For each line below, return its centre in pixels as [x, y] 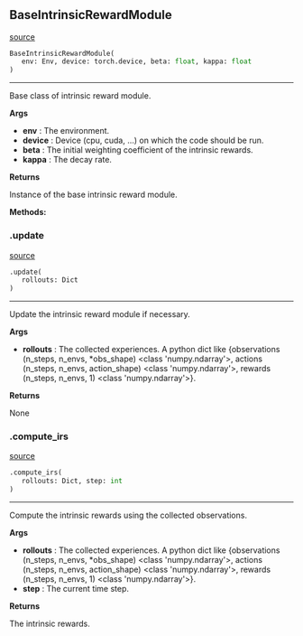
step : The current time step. [75, 589]
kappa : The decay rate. [67, 160]
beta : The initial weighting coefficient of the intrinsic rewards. [138, 150]
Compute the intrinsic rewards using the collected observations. [129, 515]
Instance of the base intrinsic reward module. [93, 195]
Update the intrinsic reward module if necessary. [100, 314]
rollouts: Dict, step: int [72, 482]
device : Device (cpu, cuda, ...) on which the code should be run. [143, 140]
